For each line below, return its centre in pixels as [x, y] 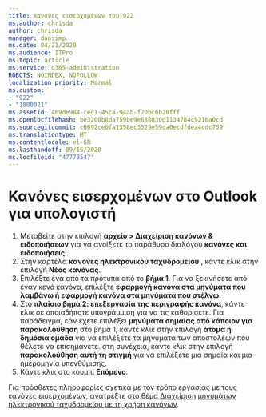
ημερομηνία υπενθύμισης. [64, 363]
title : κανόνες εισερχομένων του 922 [71, 16]
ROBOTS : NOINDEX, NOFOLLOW [53, 75]
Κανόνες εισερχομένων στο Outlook [133, 196]
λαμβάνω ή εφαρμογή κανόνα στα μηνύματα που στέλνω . [120, 295]
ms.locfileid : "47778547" [51, 157]
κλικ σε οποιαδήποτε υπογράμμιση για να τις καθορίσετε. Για [122, 312]
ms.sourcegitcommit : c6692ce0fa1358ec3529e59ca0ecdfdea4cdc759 [116, 127]
